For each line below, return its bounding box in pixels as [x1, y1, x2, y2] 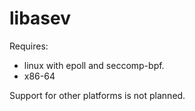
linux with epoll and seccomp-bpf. [23, 59, 165, 71]
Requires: [9, 40, 49, 52]
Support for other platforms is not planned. [9, 89, 186, 101]
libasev [9, 7, 71, 30]
